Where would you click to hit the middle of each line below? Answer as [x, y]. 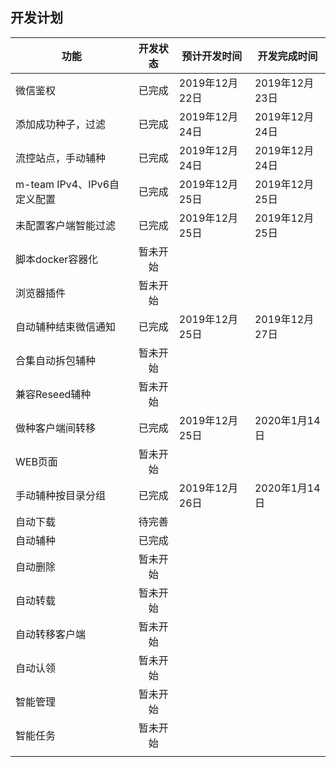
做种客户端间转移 [56, 428]
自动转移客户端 [51, 634]
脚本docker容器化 [57, 259]
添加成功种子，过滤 [61, 124]
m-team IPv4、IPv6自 [67, 184]
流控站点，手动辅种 [61, 158]
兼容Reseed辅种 [53, 394]
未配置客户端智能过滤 [66, 225]
